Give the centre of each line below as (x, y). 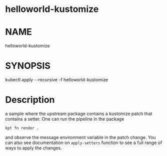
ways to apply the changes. (33, 148)
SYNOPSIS (28, 66)
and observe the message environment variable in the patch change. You (80, 137)
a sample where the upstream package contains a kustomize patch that (79, 114)
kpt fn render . (22, 128)
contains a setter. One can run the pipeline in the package (65, 119)
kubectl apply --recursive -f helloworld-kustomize (57, 80)
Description (30, 100)
